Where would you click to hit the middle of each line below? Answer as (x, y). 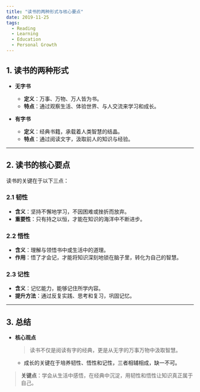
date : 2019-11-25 (28, 17)
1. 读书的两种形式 (37, 71)
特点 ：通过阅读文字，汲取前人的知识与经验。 (79, 139)
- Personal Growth (35, 45)
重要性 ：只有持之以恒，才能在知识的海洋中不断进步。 (80, 219)
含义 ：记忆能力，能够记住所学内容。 (59, 288)
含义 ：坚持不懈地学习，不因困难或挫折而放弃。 (72, 211)
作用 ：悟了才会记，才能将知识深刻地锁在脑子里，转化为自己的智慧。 (98, 257)
